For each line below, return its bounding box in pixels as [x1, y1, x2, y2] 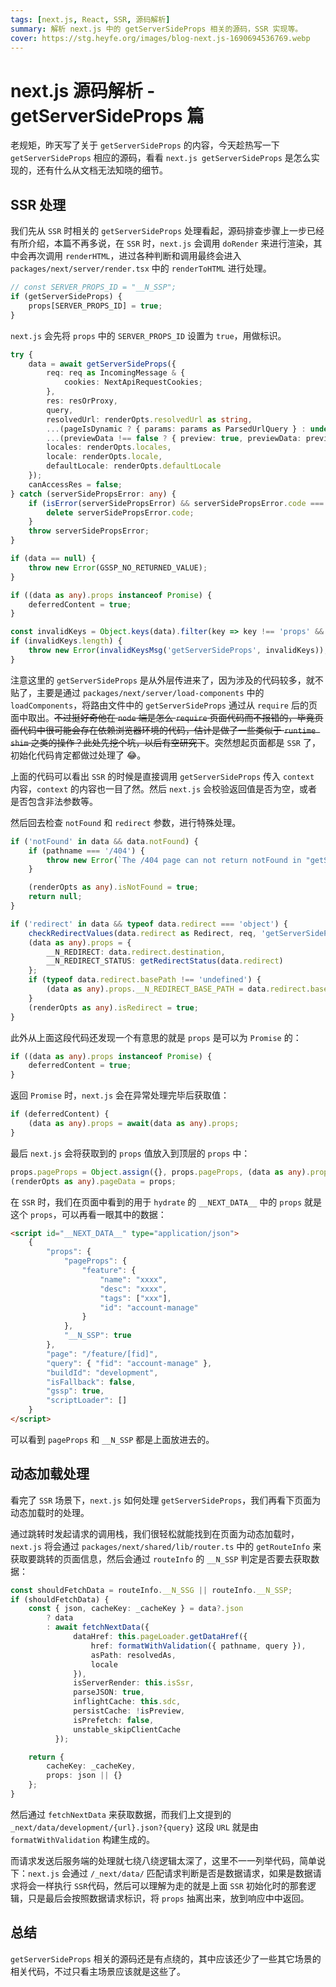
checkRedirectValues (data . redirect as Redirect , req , [28, 928, 257, 938]
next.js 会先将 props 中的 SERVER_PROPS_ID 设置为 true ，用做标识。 [10, 329, 287, 341]
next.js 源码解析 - [10, 79, 156, 102]
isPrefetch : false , [73, 1715, 155, 1725]
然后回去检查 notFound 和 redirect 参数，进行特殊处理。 [10, 816, 242, 828]
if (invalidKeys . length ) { [10, 636, 123, 646]
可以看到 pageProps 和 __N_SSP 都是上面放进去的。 [10, 1433, 215, 1445]
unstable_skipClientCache [73, 1724, 182, 1735]
